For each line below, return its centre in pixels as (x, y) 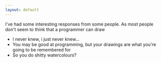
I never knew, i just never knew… (46, 39)
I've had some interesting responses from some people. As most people (79, 24)
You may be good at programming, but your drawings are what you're (84, 44)
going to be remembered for (41, 49)
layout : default (22, 10)
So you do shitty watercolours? (44, 55)
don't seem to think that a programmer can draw (55, 29)
